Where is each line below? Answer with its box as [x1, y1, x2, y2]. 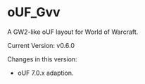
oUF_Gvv [7, 4, 61, 20]
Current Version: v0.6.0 [7, 41, 75, 49]
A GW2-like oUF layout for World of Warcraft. [7, 28, 139, 36]
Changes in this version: [7, 54, 77, 64]
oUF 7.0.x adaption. [17, 68, 74, 77]
